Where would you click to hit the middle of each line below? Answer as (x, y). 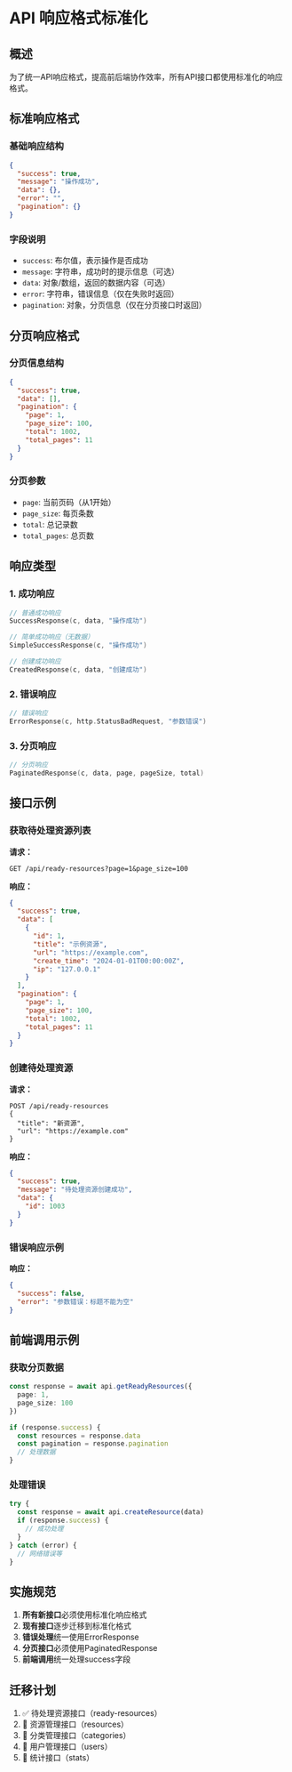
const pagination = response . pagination (93, 1444)
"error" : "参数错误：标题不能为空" (75, 1301)
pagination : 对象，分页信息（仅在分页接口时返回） (114, 305)
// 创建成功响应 (35, 662)
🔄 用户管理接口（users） (67, 1747)
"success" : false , (51, 1293)
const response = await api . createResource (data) (110, 1512)
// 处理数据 (36, 1452)
